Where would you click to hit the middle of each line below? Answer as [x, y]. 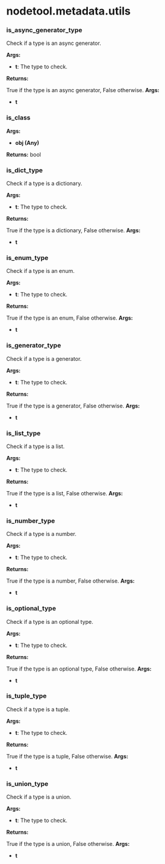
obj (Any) [27, 142]
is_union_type [27, 783]
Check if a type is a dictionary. [44, 184]
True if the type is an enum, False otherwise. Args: [70, 318]
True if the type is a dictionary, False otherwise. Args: [73, 230]
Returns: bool [24, 154]
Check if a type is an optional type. [50, 621]
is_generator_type [34, 346]
